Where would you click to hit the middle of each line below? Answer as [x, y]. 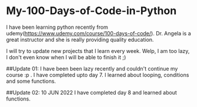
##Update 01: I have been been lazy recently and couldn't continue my [92, 68]
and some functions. [31, 81]
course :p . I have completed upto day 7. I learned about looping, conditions [98, 75]
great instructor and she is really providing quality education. [80, 39]
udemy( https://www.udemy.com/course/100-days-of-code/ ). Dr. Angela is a [99, 33]
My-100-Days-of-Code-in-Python [91, 11]
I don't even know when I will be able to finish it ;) [66, 57]
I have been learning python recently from [57, 27]
